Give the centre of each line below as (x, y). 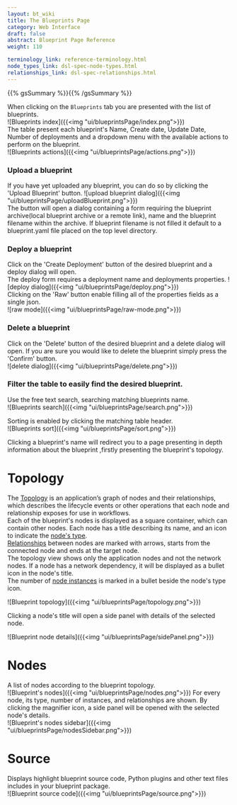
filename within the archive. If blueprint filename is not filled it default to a (114, 223)
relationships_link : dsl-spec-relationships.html (82, 73)
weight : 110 (25, 47)
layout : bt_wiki (31, 14)
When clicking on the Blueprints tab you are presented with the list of (109, 106)
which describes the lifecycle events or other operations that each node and (118, 505)
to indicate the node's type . (47, 535)
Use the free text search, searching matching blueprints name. (98, 399)
